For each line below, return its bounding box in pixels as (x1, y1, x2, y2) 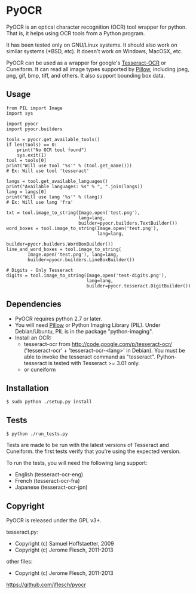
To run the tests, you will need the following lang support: (6, 460, 148, 467)
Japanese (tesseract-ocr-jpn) (14, 483, 88, 491)
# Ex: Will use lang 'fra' (6, 199, 73, 205)
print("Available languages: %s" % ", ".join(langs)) (6, 183, 143, 189)
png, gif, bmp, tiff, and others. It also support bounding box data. (6, 72, 166, 79)
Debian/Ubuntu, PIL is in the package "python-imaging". (14, 327, 154, 335)
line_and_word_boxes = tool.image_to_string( (6, 246, 121, 252)
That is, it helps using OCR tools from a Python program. (6, 29, 145, 36)
